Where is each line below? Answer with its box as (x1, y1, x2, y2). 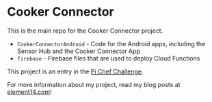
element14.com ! (7, 88, 52, 96)
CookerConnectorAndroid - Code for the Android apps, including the (16, 39, 206, 48)
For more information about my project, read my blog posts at (7, 80, 181, 88)
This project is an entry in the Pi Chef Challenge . (7, 67, 144, 75)
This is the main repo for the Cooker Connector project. (7, 27, 163, 35)
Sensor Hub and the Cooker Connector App (16, 47, 140, 55)
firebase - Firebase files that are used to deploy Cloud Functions (16, 54, 200, 62)
